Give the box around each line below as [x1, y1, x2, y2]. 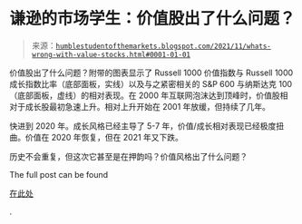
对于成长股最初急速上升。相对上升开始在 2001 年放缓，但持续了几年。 [9, 101, 270, 112]
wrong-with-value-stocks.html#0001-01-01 [31, 50, 190, 59]
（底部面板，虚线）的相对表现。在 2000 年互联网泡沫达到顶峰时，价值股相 [9, 90, 288, 101]
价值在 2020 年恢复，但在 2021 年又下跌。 [24, 131, 184, 142]
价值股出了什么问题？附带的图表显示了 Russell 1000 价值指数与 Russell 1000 [9, 67, 294, 78]
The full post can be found [9, 169, 109, 180]
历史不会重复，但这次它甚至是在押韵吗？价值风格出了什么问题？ [9, 151, 248, 161]
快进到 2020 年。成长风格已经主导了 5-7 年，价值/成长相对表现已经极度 [9, 120, 277, 131]
